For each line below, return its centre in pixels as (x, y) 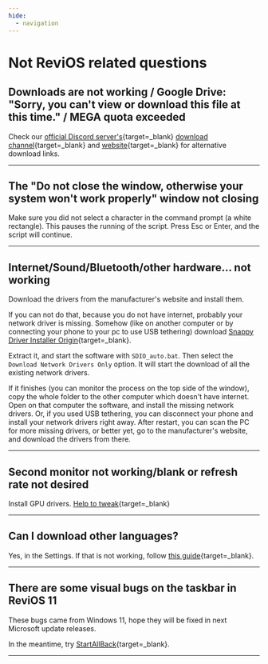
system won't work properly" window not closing (134, 198)
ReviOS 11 (33, 601)
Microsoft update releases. (53, 628)
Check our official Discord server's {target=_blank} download (108, 136)
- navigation (37, 23)
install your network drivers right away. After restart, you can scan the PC (129, 422)
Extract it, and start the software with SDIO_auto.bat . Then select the (121, 356)
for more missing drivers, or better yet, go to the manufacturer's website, (128, 431)
